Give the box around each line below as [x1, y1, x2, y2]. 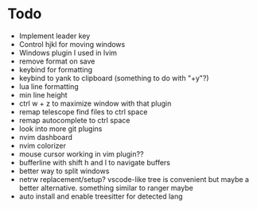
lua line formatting [18, 81, 79, 91]
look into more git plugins [18, 124, 103, 134]
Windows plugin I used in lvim [18, 48, 117, 57]
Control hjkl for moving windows [18, 39, 126, 48]
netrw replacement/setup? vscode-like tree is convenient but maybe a [18, 174, 250, 184]
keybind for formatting [18, 64, 93, 74]
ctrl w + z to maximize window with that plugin [18, 99, 172, 108]
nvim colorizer [18, 141, 67, 150]
